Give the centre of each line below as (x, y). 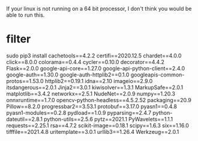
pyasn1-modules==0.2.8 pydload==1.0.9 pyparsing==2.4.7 (79, 112)
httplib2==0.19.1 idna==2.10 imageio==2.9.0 (99, 81)
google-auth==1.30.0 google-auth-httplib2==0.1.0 (68, 75)
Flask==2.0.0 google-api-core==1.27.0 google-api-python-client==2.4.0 (95, 68)
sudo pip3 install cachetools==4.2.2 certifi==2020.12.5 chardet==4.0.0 (94, 56)
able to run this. (25, 15)
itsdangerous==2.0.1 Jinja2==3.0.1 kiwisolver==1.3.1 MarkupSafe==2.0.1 (95, 87)
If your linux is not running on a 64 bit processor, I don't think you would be (99, 9)
